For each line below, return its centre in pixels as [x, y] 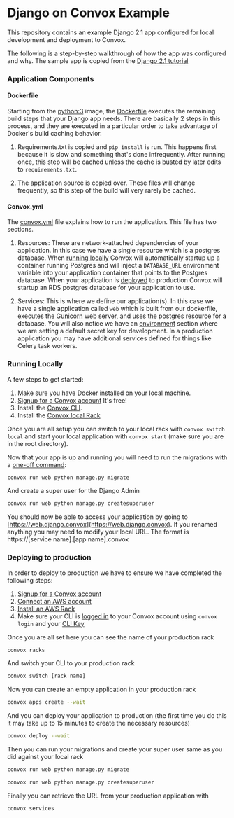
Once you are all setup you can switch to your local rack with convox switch [116, 429]
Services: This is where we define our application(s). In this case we [116, 301]
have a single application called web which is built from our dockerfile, [117, 309]
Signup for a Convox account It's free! [72, 400]
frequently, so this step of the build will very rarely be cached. [107, 190]
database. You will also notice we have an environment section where [117, 324]
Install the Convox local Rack [59, 415]
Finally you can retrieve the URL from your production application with [108, 796]
